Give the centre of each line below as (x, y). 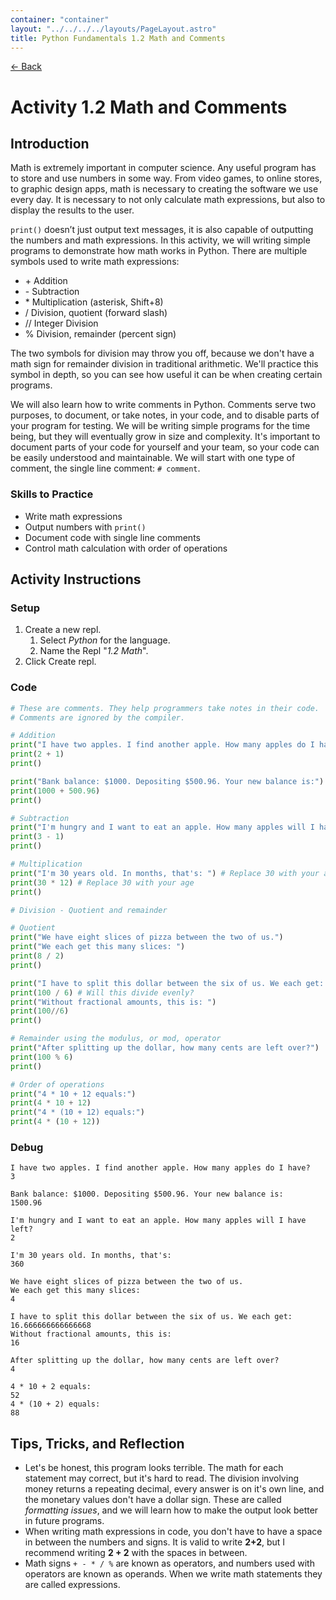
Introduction (50, 143)
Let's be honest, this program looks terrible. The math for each (154, 1468)
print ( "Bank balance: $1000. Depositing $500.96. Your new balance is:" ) (167, 781)
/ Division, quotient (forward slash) (96, 313)
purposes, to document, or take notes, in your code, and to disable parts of (165, 415)
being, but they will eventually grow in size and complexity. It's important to (165, 437)
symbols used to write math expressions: (95, 262)
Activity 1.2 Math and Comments (149, 107)
